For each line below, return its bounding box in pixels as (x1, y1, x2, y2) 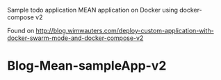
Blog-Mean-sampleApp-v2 (7, 58, 167, 74)
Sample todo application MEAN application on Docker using (7, 6, 179, 14)
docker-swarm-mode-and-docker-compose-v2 (7, 34, 144, 42)
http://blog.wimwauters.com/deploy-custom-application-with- (35, 27, 214, 34)
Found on (7, 27, 35, 34)
